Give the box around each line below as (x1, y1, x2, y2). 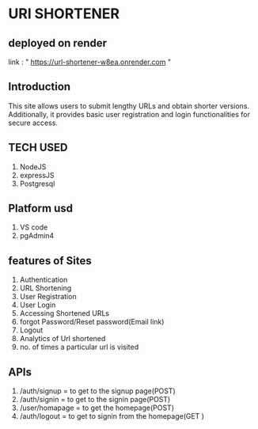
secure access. (8, 118, 58, 127)
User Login (19, 300, 56, 309)
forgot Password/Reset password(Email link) (19, 317, 165, 327)
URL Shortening (19, 283, 72, 293)
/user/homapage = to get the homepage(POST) (19, 403, 174, 412)
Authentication (19, 275, 68, 285)
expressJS (19, 170, 55, 180)
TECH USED (8, 141, 69, 154)
